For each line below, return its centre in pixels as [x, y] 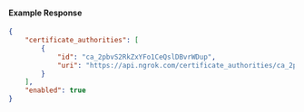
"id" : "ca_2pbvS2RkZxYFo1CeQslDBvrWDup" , [137, 57]
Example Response [45, 13]
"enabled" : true [56, 90]
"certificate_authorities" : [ [82, 41]
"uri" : [69, 65]
